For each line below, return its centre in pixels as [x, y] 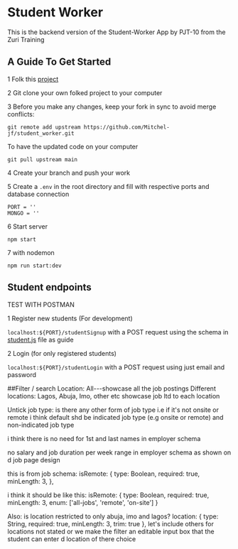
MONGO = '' [23, 213]
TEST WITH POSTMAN [41, 304]
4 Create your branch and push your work [69, 173]
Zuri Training [26, 39]
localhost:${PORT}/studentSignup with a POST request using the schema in [118, 332]
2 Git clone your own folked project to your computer [85, 92]
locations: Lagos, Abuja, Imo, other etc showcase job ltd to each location [114, 396]
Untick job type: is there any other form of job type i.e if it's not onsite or [113, 410]
